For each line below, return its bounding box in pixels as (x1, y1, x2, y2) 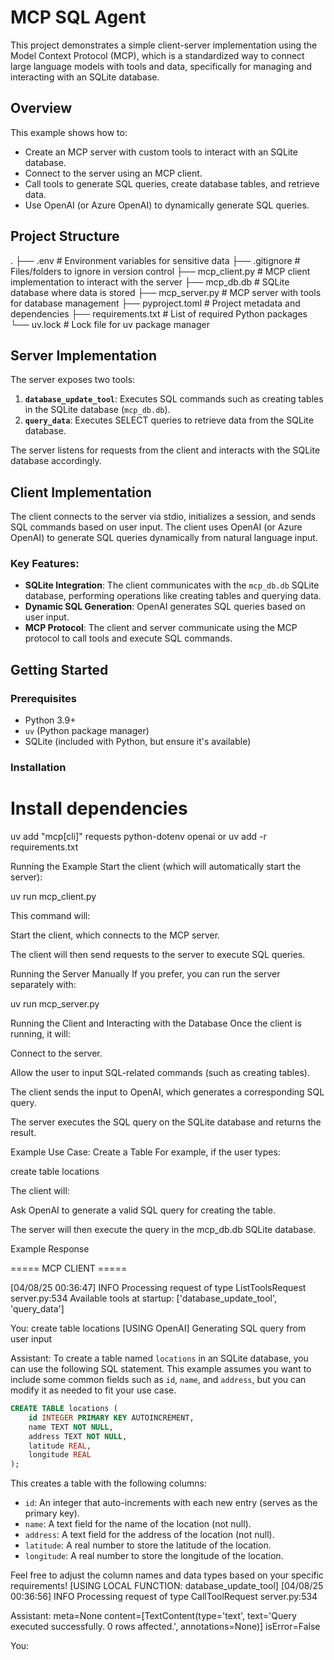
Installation (10, 761, 67, 775)
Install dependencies (10, 797, 188, 820)
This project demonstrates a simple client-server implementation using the (10, 39, 318, 51)
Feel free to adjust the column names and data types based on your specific (10, 1569, 325, 1581)
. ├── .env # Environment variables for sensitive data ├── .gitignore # (10, 254, 301, 266)
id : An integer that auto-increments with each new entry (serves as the (24, 1497, 318, 1509)
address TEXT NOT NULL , (28, 1431, 128, 1441)
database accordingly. (10, 455, 102, 467)
